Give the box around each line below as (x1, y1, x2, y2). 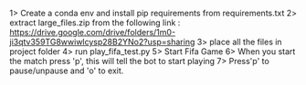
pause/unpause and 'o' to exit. (9, 65, 124, 76)
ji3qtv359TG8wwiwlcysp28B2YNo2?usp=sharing (9, 36, 195, 47)
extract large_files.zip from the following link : (9, 17, 181, 28)
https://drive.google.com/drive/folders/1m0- (9, 27, 176, 37)
